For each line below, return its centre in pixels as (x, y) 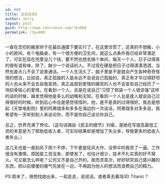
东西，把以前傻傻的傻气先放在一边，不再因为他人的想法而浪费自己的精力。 (80, 166)
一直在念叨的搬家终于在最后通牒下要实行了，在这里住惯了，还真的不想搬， (80, 47)
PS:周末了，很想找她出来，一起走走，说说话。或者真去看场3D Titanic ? (77, 176)
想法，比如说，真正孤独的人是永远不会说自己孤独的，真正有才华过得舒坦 (87, 78)
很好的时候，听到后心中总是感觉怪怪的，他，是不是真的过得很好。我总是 (82, 102)
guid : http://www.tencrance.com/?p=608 (46, 28)
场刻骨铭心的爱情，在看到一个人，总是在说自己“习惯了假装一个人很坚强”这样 (82, 90)
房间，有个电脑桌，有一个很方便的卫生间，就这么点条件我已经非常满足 (84, 53)
